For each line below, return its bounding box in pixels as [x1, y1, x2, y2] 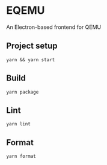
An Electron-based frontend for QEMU [6, 23, 102, 31]
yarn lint [6, 121, 31, 127]
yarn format [6, 154, 36, 160]
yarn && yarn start [6, 56, 55, 63]
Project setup [6, 41, 58, 51]
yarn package [6, 89, 39, 95]
